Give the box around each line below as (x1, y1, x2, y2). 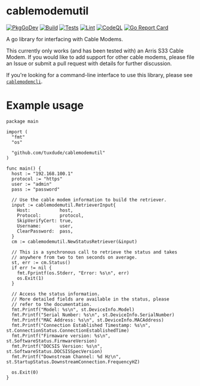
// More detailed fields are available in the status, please (11, 296, 170, 302)
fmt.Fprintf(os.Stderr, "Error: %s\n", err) (17, 270, 130, 276)
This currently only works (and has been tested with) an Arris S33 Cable (6, 47, 184, 54)
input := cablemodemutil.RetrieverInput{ (11, 202, 116, 208)
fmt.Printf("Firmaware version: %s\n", (11, 333, 111, 339)
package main (6, 118, 39, 124)
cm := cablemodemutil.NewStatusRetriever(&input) (11, 238, 137, 244)
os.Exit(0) (11, 369, 39, 375)
